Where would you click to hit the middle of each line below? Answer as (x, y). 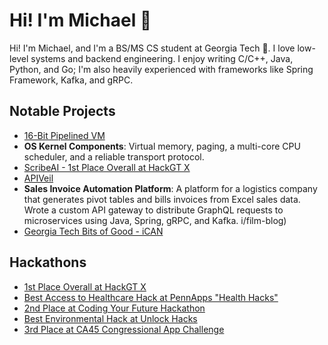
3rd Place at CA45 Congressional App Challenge (124, 329)
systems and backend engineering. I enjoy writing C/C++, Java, (162, 58)
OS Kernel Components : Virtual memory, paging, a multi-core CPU (162, 146)
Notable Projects (62, 111)
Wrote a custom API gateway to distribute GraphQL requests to (153, 210)
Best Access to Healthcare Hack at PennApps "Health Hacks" (151, 297)
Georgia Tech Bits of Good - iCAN (93, 231)
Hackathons (48, 262)
